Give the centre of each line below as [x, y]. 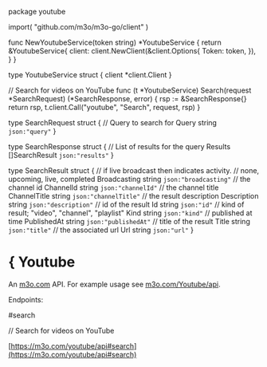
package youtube [37, 12]
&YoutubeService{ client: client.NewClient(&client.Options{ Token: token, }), [132, 51]
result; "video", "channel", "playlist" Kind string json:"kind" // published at [130, 213]
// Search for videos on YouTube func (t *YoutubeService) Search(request [130, 90]
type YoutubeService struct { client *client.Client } [90, 75]
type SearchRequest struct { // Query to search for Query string [113, 122]
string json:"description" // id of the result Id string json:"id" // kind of [126, 204]
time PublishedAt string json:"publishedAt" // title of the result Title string [130, 221]
